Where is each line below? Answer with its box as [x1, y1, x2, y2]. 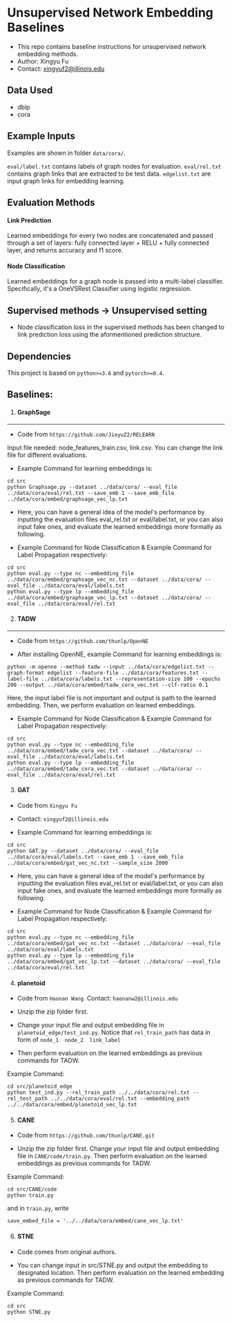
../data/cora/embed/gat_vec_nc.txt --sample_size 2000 [7, 859, 168, 866]
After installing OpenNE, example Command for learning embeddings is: [17, 650, 222, 658]
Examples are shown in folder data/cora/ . [7, 149, 126, 157]
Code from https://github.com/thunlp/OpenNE [17, 636, 148, 644]
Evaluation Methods [7, 196, 95, 208]
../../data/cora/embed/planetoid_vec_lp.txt [7, 1101, 137, 1108]
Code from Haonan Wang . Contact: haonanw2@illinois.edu [17, 994, 178, 1003]
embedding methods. [17, 50, 78, 58]
